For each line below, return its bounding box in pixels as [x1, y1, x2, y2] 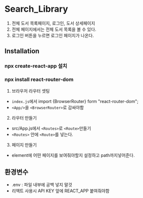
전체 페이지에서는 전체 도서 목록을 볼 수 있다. [11, 26, 97, 32]
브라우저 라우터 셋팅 [11, 88, 50, 94]
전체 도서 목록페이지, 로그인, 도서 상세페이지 [11, 20, 96, 26]
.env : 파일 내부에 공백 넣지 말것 [11, 182, 73, 188]
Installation [4, 47, 40, 55]
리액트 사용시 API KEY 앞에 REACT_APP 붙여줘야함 [11, 188, 110, 194]
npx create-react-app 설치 [4, 63, 67, 70]
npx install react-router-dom [4, 76, 74, 83]
